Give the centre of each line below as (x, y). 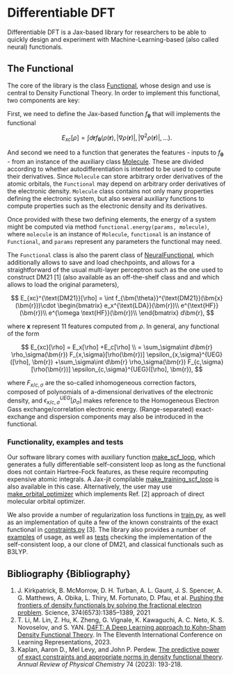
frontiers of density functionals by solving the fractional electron (109, 605)
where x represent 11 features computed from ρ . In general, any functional (113, 326)
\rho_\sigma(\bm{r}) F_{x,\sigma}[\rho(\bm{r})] (78, 354)
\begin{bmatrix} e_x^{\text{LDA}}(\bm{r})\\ (118, 305)
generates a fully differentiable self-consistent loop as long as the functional (116, 464)
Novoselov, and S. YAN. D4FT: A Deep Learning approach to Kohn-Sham (121, 628)
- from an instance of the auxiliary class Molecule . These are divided (105, 161)
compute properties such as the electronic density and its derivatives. (107, 206)
